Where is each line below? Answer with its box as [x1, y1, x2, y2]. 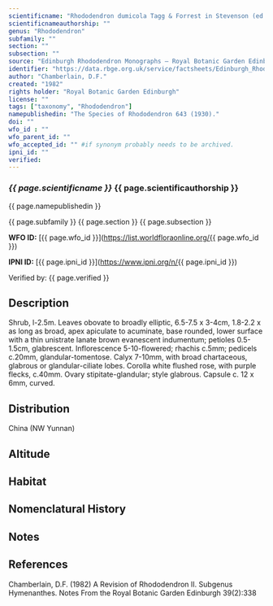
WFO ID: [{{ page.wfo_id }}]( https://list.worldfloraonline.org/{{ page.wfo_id [8, 233, 259, 242]
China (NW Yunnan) [8, 424, 76, 434]
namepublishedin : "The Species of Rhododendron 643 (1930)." [8, 111, 220, 119]
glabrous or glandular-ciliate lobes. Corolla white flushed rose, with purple [8, 361, 257, 371]
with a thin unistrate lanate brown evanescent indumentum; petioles [8, 335, 236, 345]
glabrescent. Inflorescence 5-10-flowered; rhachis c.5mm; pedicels [32, 343, 258, 354]
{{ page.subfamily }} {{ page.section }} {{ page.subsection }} [8, 216, 212, 226]
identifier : [8, 65, 49, 73]
